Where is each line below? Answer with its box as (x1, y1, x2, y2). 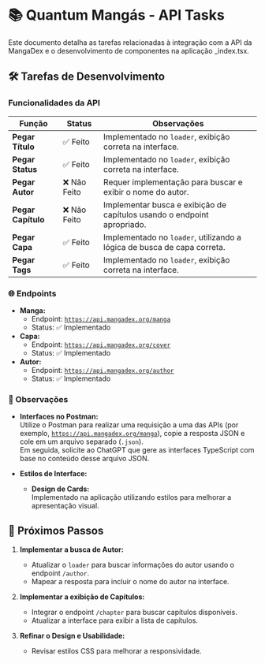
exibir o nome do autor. (103, 186, 189, 197)
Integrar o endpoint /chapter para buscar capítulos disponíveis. (31, 608, 238, 617)
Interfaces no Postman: (19, 412, 99, 422)
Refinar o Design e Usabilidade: (19, 631, 125, 641)
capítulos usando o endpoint (103, 209, 209, 220)
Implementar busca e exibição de (103, 199, 227, 210)
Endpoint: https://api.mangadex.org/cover (31, 340, 171, 349)
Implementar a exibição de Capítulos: (19, 592, 145, 602)
